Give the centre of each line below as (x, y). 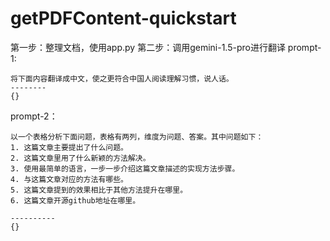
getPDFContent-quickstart (123, 18)
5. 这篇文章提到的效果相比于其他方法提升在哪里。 (99, 190)
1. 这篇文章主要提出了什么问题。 (69, 147)
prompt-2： (34, 116)
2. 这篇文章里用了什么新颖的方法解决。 (80, 158)
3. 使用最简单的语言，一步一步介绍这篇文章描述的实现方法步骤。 (125, 168)
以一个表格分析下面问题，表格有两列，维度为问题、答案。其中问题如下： (137, 137)
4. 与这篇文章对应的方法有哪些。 (69, 179)
